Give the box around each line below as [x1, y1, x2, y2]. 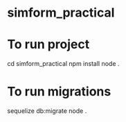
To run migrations [7, 84, 111, 100]
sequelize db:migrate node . [7, 107, 87, 115]
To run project [7, 37, 90, 53]
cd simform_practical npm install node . [7, 60, 120, 68]
